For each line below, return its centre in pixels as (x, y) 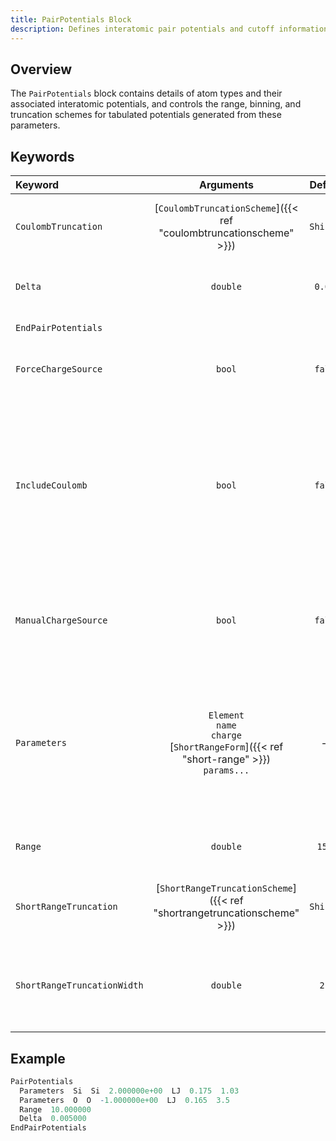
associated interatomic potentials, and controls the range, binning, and (156, 104)
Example (38, 1058)
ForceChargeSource (59, 369)
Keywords (42, 156)
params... (226, 770)
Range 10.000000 (55, 1109)
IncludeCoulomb (51, 485)
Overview (41, 69)
